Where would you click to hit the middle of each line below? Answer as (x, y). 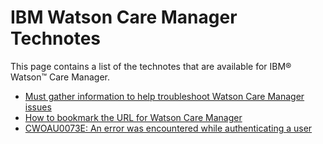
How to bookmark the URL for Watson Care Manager (133, 117)
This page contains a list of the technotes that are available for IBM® (151, 66)
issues (38, 107)
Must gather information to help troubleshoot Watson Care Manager (164, 96)
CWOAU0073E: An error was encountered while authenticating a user (168, 128)
